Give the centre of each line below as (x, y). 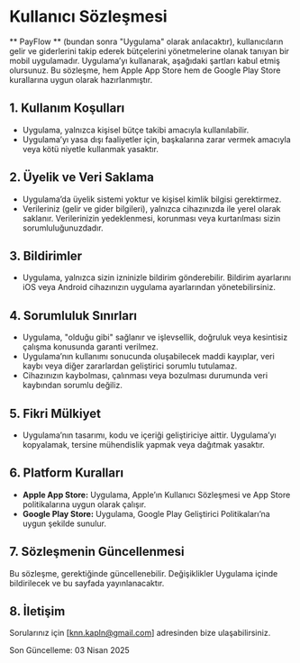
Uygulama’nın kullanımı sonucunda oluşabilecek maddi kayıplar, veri (148, 357)
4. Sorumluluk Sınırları (73, 316)
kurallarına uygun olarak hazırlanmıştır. (81, 79)
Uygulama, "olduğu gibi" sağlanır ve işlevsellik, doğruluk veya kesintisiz (155, 337)
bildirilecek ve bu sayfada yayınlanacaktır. (87, 583)
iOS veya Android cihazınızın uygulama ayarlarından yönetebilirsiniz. (149, 287)
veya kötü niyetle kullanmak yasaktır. (91, 149)
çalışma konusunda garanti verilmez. (91, 347)
